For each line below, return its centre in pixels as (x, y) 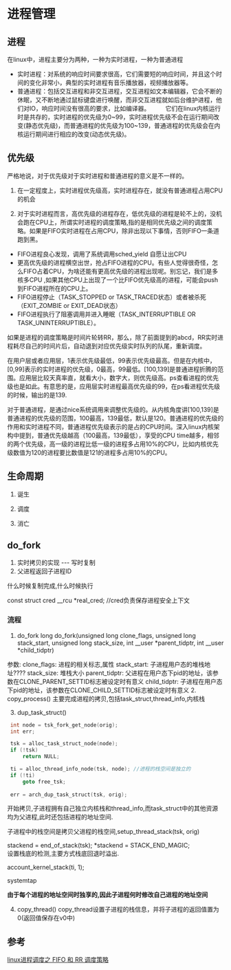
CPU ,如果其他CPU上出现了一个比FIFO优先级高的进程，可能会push (124, 280)
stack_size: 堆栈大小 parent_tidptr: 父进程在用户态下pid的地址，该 (120, 673)
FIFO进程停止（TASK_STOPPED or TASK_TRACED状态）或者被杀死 (111, 297)
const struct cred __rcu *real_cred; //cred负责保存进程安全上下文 (99, 600)
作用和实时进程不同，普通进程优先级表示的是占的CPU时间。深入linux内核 (111, 426)
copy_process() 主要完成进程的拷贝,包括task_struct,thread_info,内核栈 (106, 698)
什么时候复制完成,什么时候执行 (51, 586)
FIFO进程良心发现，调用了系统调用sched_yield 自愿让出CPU (102, 254)
